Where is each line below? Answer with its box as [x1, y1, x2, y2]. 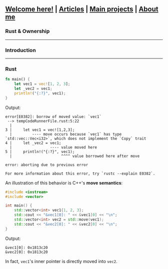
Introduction [5, 46, 36, 53]
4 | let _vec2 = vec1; [5, 140, 61, 145]
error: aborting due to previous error [5, 162, 88, 167]
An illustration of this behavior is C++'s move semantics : [5, 179, 123, 185]
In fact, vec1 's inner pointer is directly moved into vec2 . [5, 258, 117, 264]
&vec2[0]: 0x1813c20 [5, 249, 48, 254]
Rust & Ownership [5, 28, 50, 35]
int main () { [5, 203, 32, 208]
